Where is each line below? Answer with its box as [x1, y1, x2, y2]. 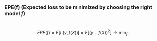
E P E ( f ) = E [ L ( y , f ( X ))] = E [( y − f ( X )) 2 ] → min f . [37, 29, 129, 37]
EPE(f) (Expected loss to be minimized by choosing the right [4, 4, 153, 11]
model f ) [4, 10, 26, 17]
